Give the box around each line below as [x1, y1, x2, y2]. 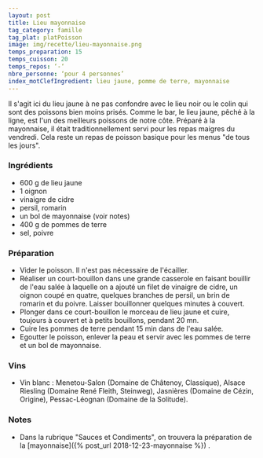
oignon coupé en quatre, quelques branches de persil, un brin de [19, 291, 230, 300]
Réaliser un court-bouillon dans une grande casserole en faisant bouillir [19, 274, 251, 284]
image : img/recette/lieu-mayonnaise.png [8, 41, 143, 49]
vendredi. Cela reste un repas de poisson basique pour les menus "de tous [8, 132, 250, 141]
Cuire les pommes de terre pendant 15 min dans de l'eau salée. [19, 324, 224, 334]
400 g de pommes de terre [19, 219, 108, 229]
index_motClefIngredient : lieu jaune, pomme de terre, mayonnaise [8, 77, 230, 85]
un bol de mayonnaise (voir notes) [19, 211, 130, 221]
